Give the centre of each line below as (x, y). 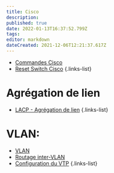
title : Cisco (23, 12)
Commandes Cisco (39, 62)
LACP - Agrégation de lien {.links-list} (62, 109)
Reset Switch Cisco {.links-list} (53, 68)
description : (23, 17)
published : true (27, 23)
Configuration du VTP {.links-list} (56, 163)
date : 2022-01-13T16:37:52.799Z (47, 29)
